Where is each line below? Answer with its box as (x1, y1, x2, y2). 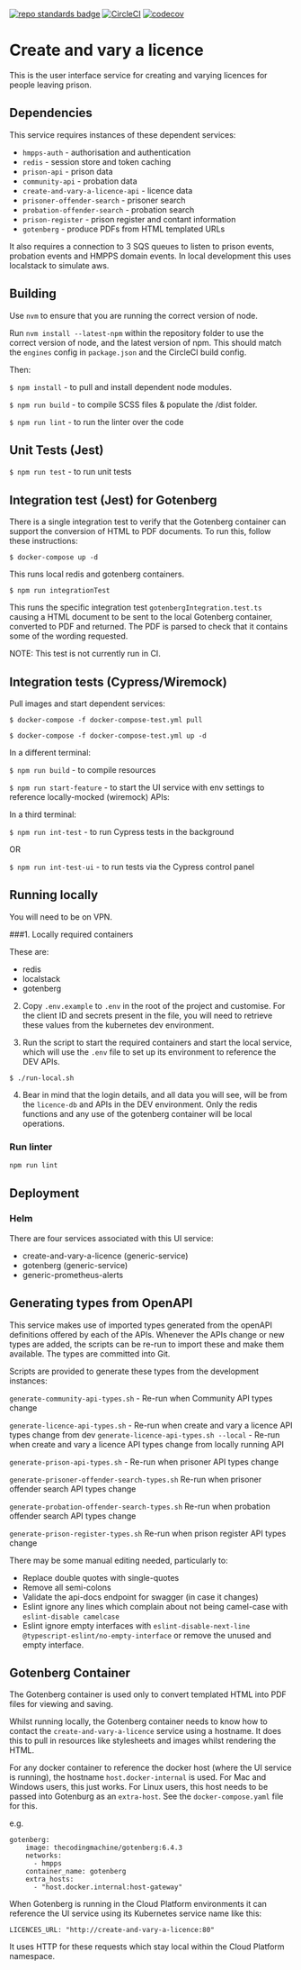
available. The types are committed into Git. (9, 1348, 171, 1359)
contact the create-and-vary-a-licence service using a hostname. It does (9, 1726, 281, 1737)
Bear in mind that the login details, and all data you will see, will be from (22, 1089, 288, 1100)
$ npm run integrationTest (9, 586, 111, 595)
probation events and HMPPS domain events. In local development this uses (9, 250, 292, 261)
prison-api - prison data (22, 166, 114, 177)
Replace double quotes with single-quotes (22, 1572, 180, 1583)
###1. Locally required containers (9, 929, 134, 940)
